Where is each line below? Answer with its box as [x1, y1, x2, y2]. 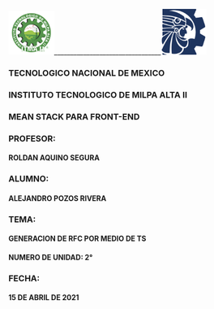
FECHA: [8, 272, 41, 284]
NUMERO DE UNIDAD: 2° [8, 252, 93, 262]
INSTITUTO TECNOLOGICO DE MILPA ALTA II [8, 89, 188, 100]
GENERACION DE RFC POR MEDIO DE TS [8, 233, 147, 244]
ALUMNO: [8, 173, 49, 185]
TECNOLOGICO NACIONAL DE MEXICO [8, 67, 165, 78]
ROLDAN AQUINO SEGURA [8, 153, 100, 163]
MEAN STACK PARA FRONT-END [8, 111, 140, 122]
